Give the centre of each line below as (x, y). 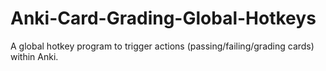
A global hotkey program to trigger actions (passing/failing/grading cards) (162, 46)
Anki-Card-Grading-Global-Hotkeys (163, 18)
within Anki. (34, 56)
